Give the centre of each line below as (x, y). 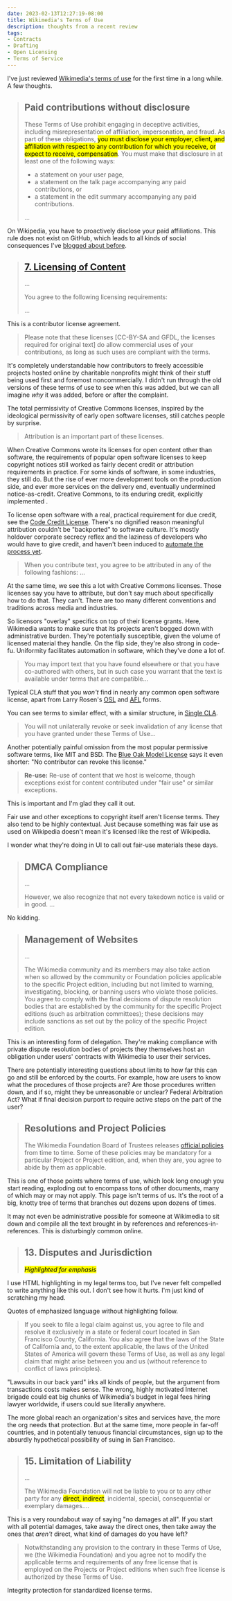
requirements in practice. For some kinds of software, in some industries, (111, 472)
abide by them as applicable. (65, 1167)
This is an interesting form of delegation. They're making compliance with (112, 1042)
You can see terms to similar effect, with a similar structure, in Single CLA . (113, 713)
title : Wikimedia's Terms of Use (55, 20)
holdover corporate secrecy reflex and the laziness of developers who (107, 537)
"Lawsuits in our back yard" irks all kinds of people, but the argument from (114, 1381)
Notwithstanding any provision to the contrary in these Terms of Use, (123, 1548)
